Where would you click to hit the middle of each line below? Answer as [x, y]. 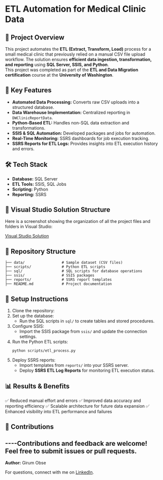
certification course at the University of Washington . [59, 75]
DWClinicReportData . [32, 118]
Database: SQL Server [35, 179]
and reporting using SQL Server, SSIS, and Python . [57, 65]
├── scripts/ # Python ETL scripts [55, 267]
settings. [28, 337]
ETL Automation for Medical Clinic [75, 9]
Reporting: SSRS [29, 194]
